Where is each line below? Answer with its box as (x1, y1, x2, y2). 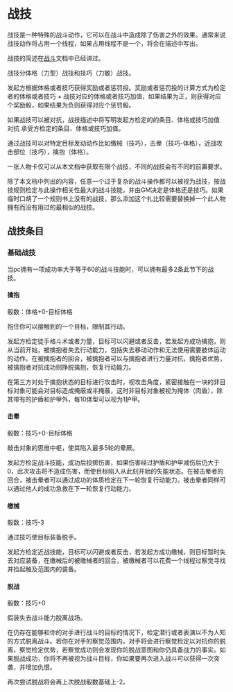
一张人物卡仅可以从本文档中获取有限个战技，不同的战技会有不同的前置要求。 (7, 162, 226, 171)
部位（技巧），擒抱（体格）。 (12, 147, 92, 156)
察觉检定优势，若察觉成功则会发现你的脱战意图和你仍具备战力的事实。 (19, 646, 220, 654)
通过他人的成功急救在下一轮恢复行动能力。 (12, 485, 135, 493)
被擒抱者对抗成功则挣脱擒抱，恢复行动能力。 (7, 363, 135, 371)
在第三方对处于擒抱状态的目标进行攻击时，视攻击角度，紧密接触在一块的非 (7, 377, 220, 386)
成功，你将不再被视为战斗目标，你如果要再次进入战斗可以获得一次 (25, 655, 214, 663)
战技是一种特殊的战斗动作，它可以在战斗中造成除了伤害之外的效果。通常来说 (7, 31, 226, 39)
